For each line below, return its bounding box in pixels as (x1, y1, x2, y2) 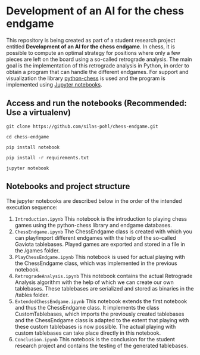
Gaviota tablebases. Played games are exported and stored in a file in (14, 240, 186, 248)
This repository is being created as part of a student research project (6, 36, 176, 44)
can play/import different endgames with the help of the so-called (14, 234, 177, 241)
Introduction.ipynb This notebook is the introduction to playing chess (14, 215, 187, 222)
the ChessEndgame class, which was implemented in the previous (14, 260, 177, 267)
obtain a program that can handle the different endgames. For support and (6, 68, 189, 75)
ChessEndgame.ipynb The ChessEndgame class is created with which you (14, 228, 192, 235)
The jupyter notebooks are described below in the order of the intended (6, 197, 182, 204)
